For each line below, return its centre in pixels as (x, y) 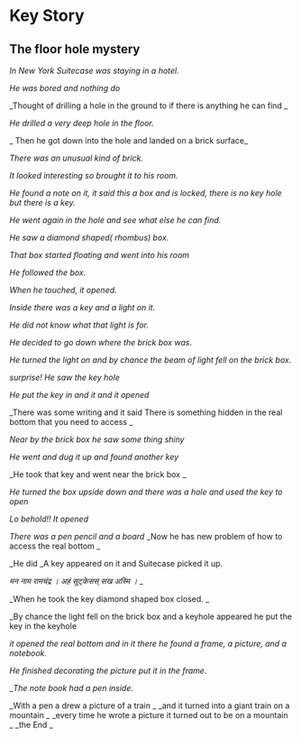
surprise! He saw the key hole (64, 377)
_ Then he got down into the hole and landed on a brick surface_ (129, 140)
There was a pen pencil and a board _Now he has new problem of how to (146, 536)
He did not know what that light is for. (79, 325)
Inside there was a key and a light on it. (82, 307)
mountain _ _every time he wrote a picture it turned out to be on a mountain (149, 715)
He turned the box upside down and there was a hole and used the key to (146, 492)
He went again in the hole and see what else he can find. (115, 220)
